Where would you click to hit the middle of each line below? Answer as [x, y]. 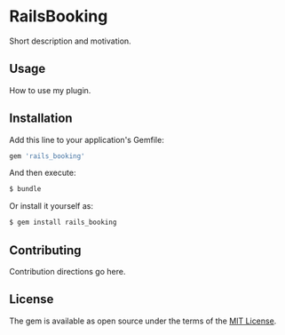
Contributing [45, 250]
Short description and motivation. [70, 41]
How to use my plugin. [50, 90]
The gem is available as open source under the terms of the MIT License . [143, 321]
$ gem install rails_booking [63, 223]
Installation [41, 119]
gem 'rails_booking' [47, 156]
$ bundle [25, 189]
